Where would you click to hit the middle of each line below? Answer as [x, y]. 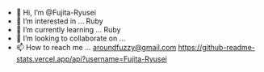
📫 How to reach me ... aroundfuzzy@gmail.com [96, 47]
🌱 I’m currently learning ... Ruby [68, 30]
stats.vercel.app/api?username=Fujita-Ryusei [92, 59]
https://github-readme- [217, 47]
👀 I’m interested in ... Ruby [59, 21]
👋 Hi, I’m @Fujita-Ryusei [56, 13]
